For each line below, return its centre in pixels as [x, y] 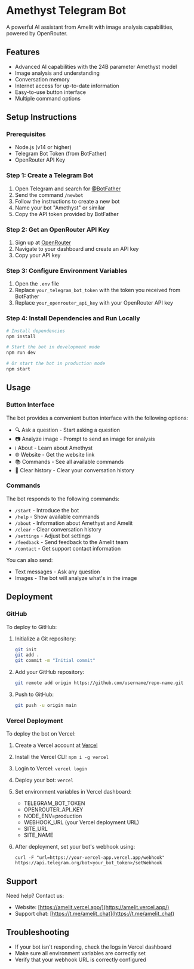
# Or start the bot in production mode [56, 364]
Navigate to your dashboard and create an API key [77, 249]
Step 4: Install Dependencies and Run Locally [73, 318]
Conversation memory [42, 79]
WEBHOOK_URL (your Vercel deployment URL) [81, 822]
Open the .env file [37, 284]
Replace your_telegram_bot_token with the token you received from [98, 290]
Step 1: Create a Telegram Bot [50, 175]
